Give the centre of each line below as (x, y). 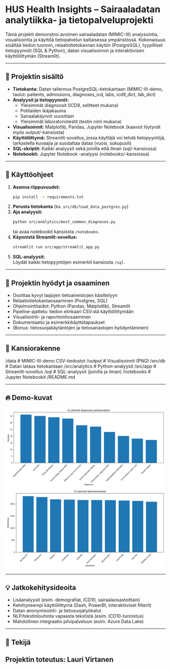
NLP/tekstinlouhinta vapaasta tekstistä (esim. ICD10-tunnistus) (78, 616)
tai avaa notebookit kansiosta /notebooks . (56, 232)
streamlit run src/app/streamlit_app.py (56, 247)
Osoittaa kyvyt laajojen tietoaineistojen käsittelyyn (65, 295)
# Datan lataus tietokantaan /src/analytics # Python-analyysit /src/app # (81, 366)
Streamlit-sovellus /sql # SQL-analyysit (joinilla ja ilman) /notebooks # (78, 371)
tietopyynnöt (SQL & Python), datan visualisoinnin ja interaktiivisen (75, 50)
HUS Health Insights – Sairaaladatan (83, 9)
